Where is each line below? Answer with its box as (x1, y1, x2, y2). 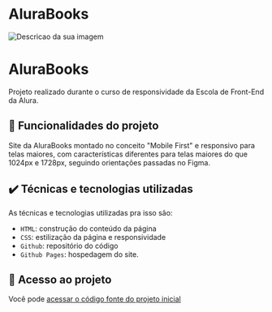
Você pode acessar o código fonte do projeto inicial (8, 294, 181, 304)
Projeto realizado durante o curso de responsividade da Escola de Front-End (8, 87, 265, 96)
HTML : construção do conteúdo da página (19, 224, 157, 233)
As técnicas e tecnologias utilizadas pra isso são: (8, 207, 173, 217)
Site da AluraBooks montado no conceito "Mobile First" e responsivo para (8, 140, 256, 150)
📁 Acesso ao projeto (8, 272, 112, 286)
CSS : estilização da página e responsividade (19, 232, 166, 241)
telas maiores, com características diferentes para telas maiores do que (8, 149, 248, 159)
